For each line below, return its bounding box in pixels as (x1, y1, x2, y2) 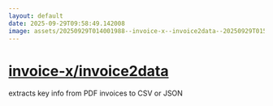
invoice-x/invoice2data (8, 61, 169, 80)
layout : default (8, 11, 63, 20)
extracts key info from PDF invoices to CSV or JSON (8, 88, 183, 98)
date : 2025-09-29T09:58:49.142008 (8, 19, 126, 28)
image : (8, 27, 31, 35)
